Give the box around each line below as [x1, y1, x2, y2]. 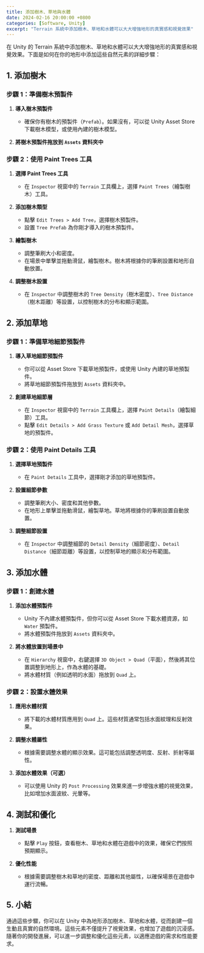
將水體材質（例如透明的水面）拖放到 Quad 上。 [24, 671, 140, 678]
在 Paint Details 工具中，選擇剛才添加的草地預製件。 [24, 473, 159, 481]
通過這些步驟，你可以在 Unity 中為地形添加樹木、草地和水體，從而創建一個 [6, 917, 193, 924]
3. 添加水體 [6, 567, 48, 577]
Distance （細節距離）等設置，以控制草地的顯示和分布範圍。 [24, 548, 174, 555]
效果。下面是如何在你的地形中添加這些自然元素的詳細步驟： [11, 51, 161, 58]
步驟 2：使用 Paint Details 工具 [6, 446, 96, 454]
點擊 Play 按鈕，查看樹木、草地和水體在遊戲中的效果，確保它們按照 [24, 839, 193, 847]
